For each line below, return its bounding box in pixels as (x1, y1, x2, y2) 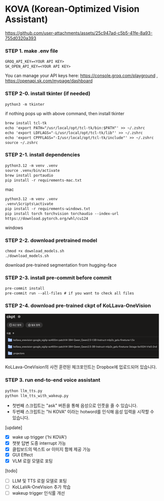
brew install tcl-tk (5, 120, 47, 125)
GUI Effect (12, 452, 33, 457)
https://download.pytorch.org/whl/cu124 (5, 216, 89, 221)
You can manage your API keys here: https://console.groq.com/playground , (5, 72, 158, 79)
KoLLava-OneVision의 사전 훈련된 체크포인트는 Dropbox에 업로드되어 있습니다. (5, 364, 157, 370)
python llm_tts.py (5, 388, 42, 393)
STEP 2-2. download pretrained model (5, 237, 98, 243)
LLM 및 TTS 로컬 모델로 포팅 (12, 478, 67, 483)
